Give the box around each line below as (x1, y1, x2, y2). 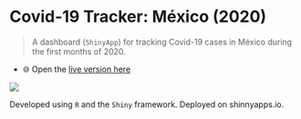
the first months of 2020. (31, 45, 126, 56)
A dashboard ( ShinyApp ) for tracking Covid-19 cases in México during (31, 36, 293, 47)
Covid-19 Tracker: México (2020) (9, 6, 267, 27)
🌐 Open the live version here (22, 64, 131, 74)
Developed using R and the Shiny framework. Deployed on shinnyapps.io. (9, 98, 285, 110)
